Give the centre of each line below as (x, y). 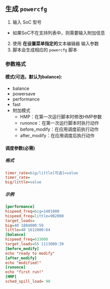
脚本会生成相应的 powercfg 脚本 (45, 50)
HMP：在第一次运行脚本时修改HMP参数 (61, 117)
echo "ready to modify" (30, 253)
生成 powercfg (26, 9)
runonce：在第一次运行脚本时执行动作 (60, 123)
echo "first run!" (24, 272)
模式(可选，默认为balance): (34, 77)
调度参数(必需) (20, 148)
